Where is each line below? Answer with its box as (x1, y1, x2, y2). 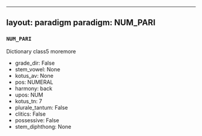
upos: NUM (14, 91, 44, 98)
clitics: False (14, 110, 46, 117)
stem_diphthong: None (14, 123, 72, 130)
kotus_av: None (14, 72, 54, 79)
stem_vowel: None (14, 65, 61, 72)
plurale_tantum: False (14, 104, 68, 111)
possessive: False (14, 116, 60, 123)
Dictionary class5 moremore (6, 47, 76, 55)
